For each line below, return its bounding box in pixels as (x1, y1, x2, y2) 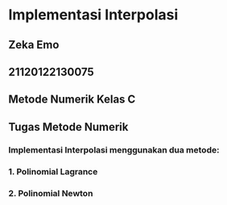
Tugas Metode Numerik (8, 119, 129, 134)
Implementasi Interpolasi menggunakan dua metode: (8, 144, 220, 155)
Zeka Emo (8, 38, 60, 52)
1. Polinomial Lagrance (8, 165, 98, 177)
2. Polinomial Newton (8, 187, 93, 199)
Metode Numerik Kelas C (8, 93, 136, 107)
